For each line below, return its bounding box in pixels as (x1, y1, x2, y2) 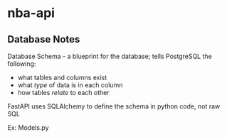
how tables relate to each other (17, 89, 110, 96)
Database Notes (7, 33, 80, 45)
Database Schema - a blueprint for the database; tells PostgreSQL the (7, 52, 212, 60)
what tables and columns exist (17, 73, 107, 82)
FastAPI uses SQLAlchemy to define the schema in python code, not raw (7, 102, 221, 111)
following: (7, 60, 36, 68)
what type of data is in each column (17, 81, 123, 89)
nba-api (7, 5, 56, 21)
